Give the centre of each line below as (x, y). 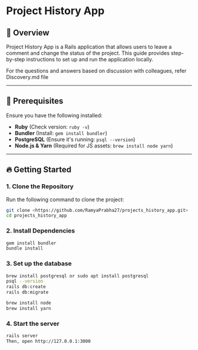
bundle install (25, 248)
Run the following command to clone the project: (65, 199)
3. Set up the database (39, 264)
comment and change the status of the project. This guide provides (88, 53)
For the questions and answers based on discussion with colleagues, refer (96, 71)
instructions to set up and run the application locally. (90, 59)
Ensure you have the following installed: (55, 115)
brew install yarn (29, 308)
